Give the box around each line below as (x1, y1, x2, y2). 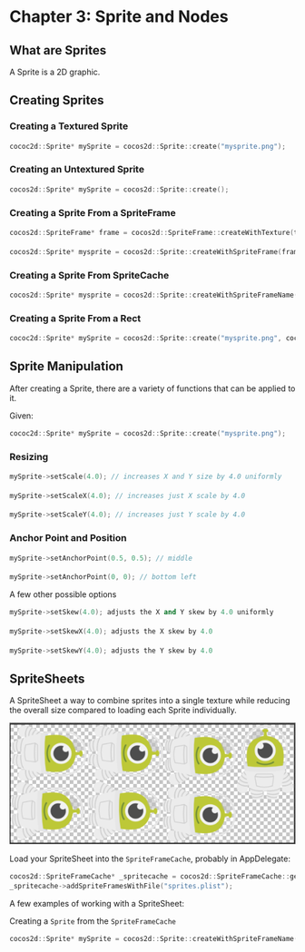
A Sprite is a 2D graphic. (9, 66, 101, 77)
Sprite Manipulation (9, 358, 124, 374)
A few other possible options (9, 589, 117, 600)
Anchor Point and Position (9, 532, 127, 545)
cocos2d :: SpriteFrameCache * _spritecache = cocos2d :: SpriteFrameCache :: (9, 872, 290, 881)
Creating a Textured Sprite (9, 120, 129, 132)
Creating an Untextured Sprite (9, 163, 145, 176)
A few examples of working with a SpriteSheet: (9, 898, 184, 908)
